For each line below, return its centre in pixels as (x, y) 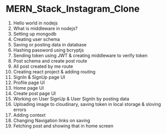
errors (20, 110)
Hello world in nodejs (35, 23)
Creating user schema (37, 39)
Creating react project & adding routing (54, 71)
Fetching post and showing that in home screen (63, 126)
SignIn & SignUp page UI (39, 77)
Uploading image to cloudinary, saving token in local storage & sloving (87, 104)
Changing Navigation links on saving (52, 120)
